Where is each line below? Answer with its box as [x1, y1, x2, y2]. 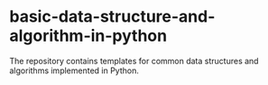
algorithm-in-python [9, 25, 168, 46]
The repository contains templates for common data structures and [9, 55, 259, 66]
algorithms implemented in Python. [9, 65, 140, 76]
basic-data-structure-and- [9, 6, 216, 27]
